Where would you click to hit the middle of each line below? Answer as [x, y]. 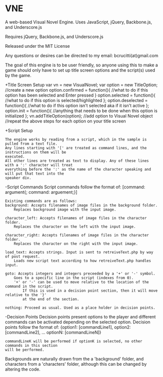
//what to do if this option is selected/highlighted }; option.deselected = [76, 100]
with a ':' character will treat [39, 165]
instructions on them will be [36, 152]
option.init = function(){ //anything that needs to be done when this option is [81, 111]
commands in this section [31, 345]
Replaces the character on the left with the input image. [75, 227]
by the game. [18, 75]
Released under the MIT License [37, 46]
